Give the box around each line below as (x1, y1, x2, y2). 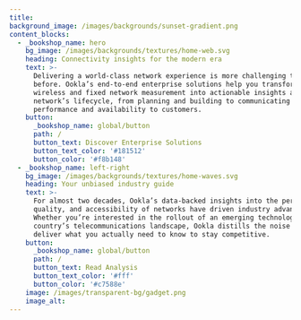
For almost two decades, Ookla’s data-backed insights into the (32, 196, 279, 206)
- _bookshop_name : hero (17, 38, 106, 48)
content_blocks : (9, 30, 70, 39)
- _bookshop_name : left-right (17, 163, 130, 172)
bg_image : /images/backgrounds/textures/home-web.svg (25, 47, 230, 56)
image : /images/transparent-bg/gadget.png (25, 288, 186, 297)
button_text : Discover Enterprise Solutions (32, 138, 202, 147)
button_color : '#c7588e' (32, 280, 126, 289)
